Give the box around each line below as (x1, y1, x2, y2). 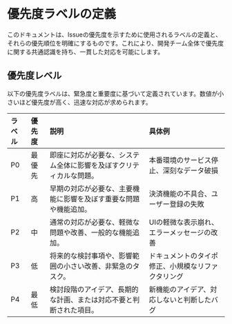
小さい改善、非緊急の (63, 261, 133, 271)
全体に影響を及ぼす (56, 160, 119, 170)
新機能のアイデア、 (148, 284, 211, 294)
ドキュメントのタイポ (148, 251, 219, 261)
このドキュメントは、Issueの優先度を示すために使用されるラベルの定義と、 (7, 30, 222, 39)
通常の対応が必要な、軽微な (49, 217, 140, 227)
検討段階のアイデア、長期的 (49, 284, 139, 294)
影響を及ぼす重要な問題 (63, 194, 140, 203)
